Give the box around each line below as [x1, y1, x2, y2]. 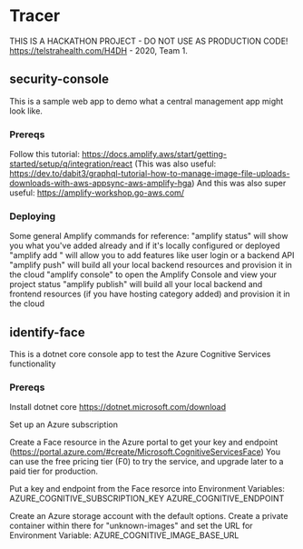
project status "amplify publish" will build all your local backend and [9, 279, 263, 290]
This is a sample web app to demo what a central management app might [9, 95, 284, 106]
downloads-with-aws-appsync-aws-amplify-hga [9, 178, 192, 189]
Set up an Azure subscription [9, 419, 118, 430]
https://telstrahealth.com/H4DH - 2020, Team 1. [9, 45, 188, 55]
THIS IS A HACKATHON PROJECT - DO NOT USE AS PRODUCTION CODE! [9, 35, 288, 46]
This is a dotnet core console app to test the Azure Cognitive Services [9, 349, 271, 360]
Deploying [9, 210, 56, 223]
